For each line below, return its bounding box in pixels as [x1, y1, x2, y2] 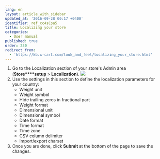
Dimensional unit [19, 107, 53, 113]
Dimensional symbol [19, 112, 60, 118]
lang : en [5, 7, 23, 12]
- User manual [9, 34, 38, 39]
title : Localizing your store [5, 25, 66, 30]
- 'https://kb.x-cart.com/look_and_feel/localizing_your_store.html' [9, 52, 153, 57]
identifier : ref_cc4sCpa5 [5, 20, 57, 26]
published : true [5, 39, 38, 44]
